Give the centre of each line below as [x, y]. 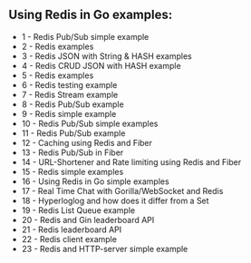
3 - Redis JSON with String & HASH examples [106, 56]
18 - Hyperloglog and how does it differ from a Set [115, 200]
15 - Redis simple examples [72, 171]
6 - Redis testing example [69, 84]
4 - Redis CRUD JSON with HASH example [101, 65]
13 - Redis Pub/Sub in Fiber [72, 152]
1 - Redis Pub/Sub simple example [85, 36]
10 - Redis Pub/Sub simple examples [90, 123]
